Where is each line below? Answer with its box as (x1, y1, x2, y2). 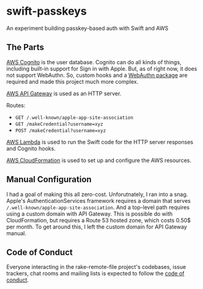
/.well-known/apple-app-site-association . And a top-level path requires (6, 203, 190, 211)
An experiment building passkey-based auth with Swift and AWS (6, 24, 169, 32)
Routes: (6, 101, 26, 109)
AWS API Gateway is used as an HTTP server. (6, 90, 122, 97)
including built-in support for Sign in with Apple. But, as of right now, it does (6, 65, 197, 72)
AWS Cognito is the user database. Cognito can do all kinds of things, (6, 58, 182, 65)
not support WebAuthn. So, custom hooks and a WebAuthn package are (6, 71, 188, 79)
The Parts (6, 42, 45, 53)
